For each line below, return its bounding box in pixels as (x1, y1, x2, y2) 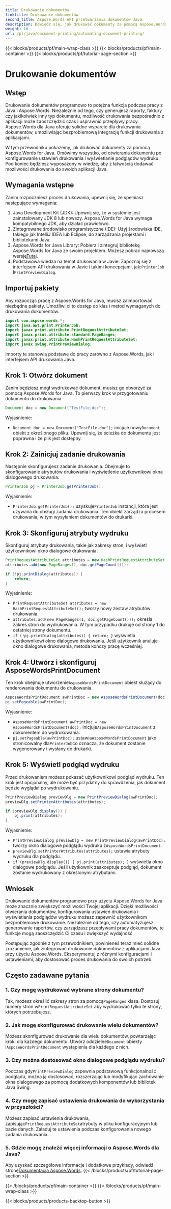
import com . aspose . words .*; (5, 318, 65, 323)
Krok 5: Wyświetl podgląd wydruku (5, 760, 120, 769)
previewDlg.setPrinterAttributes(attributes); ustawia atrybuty (12, 848, 150, 854)
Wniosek (5, 884, 34, 893)
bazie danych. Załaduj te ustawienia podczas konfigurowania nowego (5, 1126, 151, 1132)
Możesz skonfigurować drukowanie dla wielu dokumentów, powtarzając (5, 1033, 156, 1039)
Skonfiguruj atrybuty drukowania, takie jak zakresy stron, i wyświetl (5, 542, 147, 548)
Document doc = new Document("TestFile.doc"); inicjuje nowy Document (12, 424, 160, 430)
